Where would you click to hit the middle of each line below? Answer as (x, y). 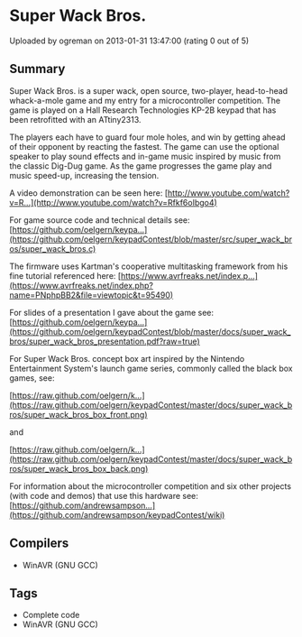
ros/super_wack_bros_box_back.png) (79, 468)
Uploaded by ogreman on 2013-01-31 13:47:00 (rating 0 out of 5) (129, 41)
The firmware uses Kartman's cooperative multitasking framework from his (149, 266)
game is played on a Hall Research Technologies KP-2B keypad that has (143, 110)
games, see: (32, 378)
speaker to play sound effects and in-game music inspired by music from (145, 156)
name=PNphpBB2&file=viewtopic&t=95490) (92, 295)
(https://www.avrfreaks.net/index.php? (81, 285)
